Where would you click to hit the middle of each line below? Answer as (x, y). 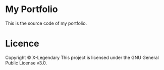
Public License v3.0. (26, 63)
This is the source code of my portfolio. (46, 23)
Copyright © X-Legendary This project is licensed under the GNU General (82, 57)
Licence (22, 44)
